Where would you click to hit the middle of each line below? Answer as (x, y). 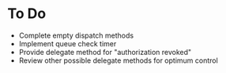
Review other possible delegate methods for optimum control (118, 60)
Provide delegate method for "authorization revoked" (105, 52)
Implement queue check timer (68, 43)
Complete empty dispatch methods (76, 35)
